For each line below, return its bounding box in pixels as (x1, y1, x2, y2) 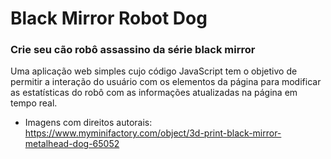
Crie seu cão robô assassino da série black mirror (10, 43, 256, 57)
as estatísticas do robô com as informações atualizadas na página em (10, 87, 298, 99)
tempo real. (10, 97, 58, 109)
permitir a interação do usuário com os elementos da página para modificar (10, 76, 322, 88)
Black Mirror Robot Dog (10, 7, 208, 30)
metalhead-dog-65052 (24, 138, 120, 150)
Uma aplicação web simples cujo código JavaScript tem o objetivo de (10, 65, 298, 77)
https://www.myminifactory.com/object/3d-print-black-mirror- (24, 127, 282, 139)
